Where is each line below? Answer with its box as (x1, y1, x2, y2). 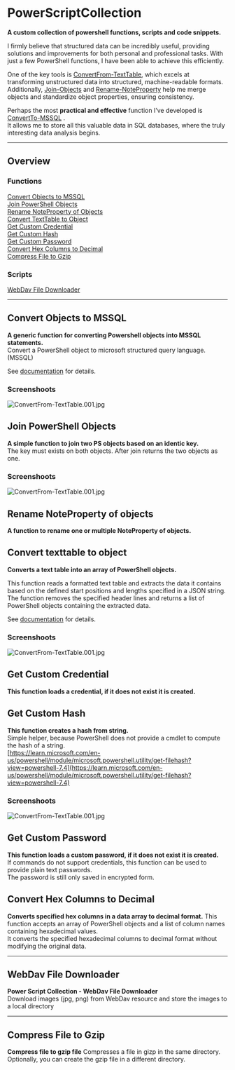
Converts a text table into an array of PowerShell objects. (7, 565, 177, 574)
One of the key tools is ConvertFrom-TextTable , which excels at (7, 70, 190, 79)
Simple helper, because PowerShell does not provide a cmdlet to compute (7, 733, 220, 742)
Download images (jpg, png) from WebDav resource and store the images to (7, 994, 227, 1003)
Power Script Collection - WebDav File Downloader (7, 987, 158, 996)
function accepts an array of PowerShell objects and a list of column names (7, 919, 225, 928)
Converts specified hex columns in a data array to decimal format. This (7, 912, 218, 920)
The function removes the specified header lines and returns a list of (7, 594, 205, 602)
